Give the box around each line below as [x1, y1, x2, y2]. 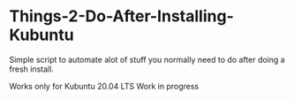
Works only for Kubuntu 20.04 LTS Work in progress [9, 81, 200, 91]
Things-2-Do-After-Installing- [9, 6, 234, 27]
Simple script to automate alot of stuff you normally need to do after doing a [9, 54, 285, 65]
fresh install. [9, 64, 55, 74]
